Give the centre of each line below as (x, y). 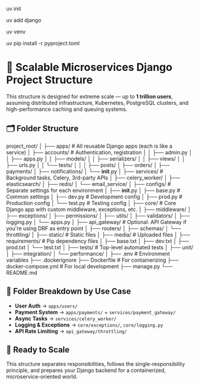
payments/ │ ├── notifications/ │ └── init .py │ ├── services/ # (85, 171)
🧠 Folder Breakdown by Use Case (69, 291)
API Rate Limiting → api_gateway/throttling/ (71, 331)
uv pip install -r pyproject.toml (43, 43)
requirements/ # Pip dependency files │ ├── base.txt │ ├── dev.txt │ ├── (98, 241)
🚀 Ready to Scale (38, 350)
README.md (22, 272)
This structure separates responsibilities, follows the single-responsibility (96, 364)
